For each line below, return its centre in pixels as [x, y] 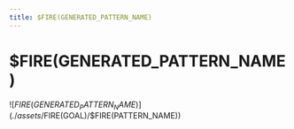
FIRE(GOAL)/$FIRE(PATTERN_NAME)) [112, 116]
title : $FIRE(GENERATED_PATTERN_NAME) [81, 17]
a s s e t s [29, 116]
